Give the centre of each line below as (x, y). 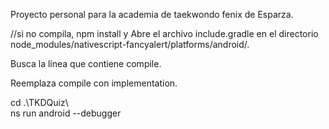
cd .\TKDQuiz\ (39, 102)
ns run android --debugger (66, 113)
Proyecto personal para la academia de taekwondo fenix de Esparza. (152, 14)
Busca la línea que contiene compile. (86, 63)
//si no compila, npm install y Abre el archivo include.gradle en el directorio (164, 33)
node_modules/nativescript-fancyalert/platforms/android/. (130, 44)
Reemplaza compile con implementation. (94, 83)
